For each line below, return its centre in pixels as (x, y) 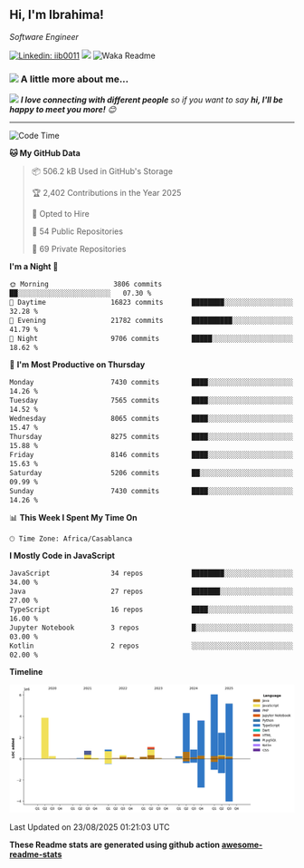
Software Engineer (44, 36)
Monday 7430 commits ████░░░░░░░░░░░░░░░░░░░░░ (152, 383)
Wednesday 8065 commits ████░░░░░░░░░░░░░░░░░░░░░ (152, 419)
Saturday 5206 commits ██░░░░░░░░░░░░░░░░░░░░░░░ (152, 473)
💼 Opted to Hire (61, 214)
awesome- (242, 845)
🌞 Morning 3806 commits (86, 285)
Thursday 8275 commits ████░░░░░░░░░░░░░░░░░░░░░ (152, 437)
